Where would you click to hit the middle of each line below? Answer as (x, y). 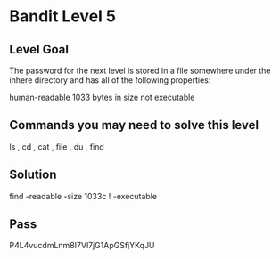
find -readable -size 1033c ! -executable (83, 196)
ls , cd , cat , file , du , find (57, 146)
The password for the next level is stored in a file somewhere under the (140, 70)
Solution (33, 175)
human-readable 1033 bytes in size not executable (102, 97)
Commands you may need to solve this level (134, 125)
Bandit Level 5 (62, 16)
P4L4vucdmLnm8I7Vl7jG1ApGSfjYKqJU (82, 246)
